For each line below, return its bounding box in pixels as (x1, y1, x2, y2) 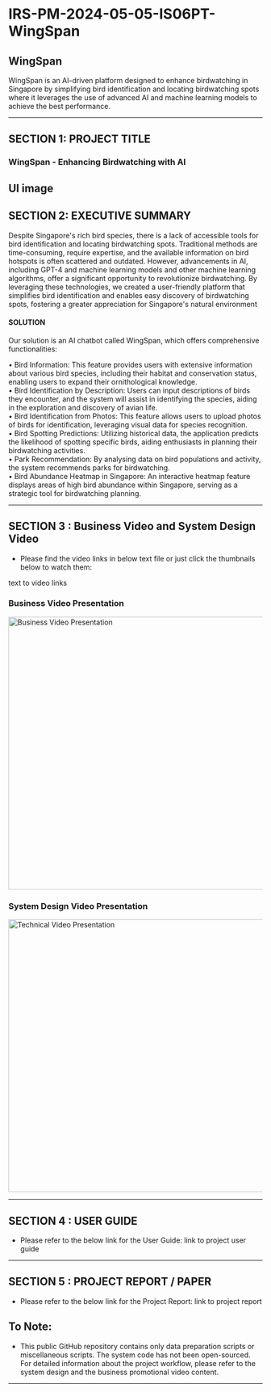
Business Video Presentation (8, 598, 125, 609)
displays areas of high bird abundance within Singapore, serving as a (8, 480, 238, 490)
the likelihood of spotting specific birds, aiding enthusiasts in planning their (8, 437, 258, 447)
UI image (8, 181, 54, 195)
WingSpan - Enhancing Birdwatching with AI (8, 157, 186, 168)
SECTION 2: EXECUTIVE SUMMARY (8, 209, 192, 223)
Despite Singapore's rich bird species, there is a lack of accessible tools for (8, 230, 259, 240)
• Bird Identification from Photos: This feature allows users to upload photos (8, 411, 261, 421)
